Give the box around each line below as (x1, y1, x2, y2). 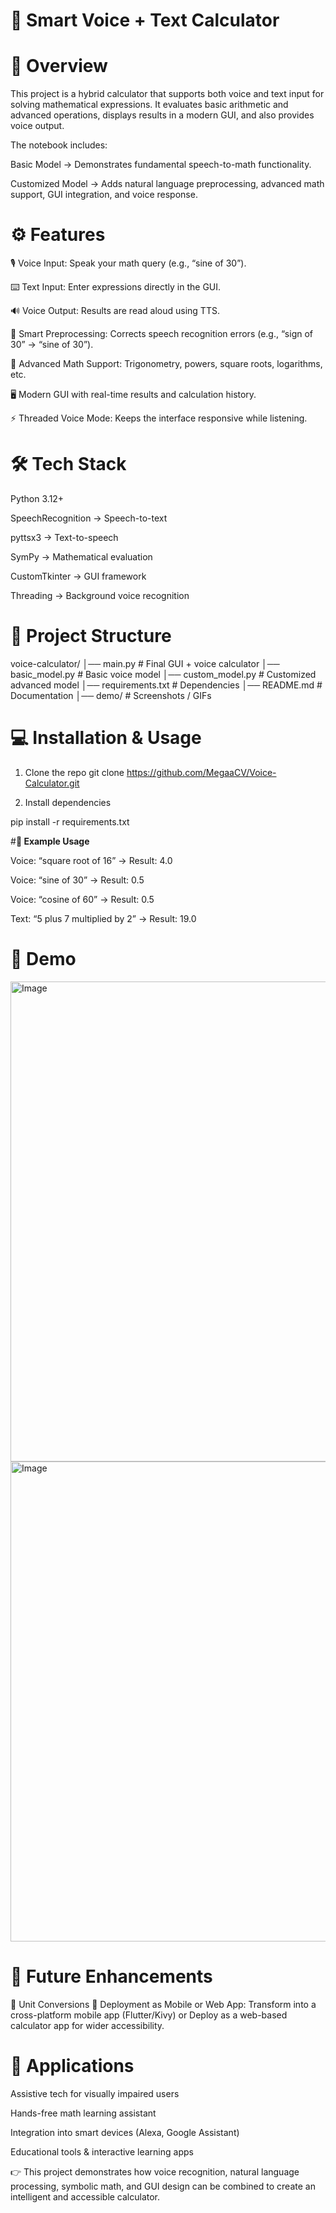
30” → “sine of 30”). (10, 339, 94, 351)
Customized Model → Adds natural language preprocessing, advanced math (10, 178, 325, 190)
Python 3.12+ (10, 493, 65, 504)
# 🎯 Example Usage (10, 835, 90, 847)
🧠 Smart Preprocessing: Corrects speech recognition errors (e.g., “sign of (10, 328, 313, 340)
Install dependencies (24, 796, 112, 808)
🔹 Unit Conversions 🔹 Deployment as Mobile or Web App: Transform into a (10, 1998, 317, 2010)
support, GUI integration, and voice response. (10, 189, 198, 201)
